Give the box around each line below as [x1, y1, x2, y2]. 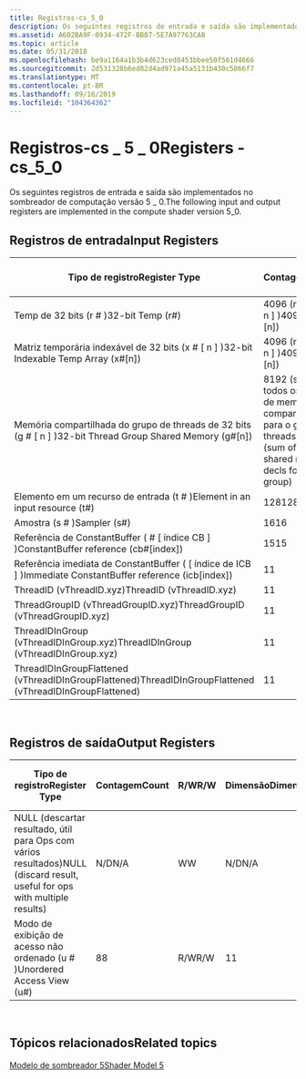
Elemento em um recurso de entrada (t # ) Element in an [14, 490, 251, 503]
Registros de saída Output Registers [9, 735, 216, 750]
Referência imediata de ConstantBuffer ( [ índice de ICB [14, 558, 252, 570]
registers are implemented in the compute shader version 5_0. [9, 206, 242, 217]
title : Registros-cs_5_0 [9, 13, 104, 23]
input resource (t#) [14, 502, 96, 515]
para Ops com [14, 834, 75, 847]
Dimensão [224, 778, 270, 791]
